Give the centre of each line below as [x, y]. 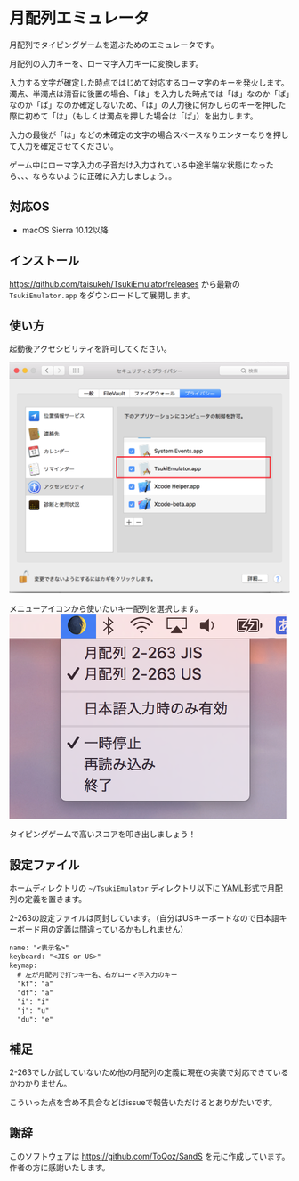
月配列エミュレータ [79, 18]
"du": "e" [35, 1020]
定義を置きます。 [56, 900]
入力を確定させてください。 [67, 146]
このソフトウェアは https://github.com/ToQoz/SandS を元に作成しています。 [149, 1156]
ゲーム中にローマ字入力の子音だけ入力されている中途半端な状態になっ [138, 165]
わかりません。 [44, 1083]
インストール [44, 261]
